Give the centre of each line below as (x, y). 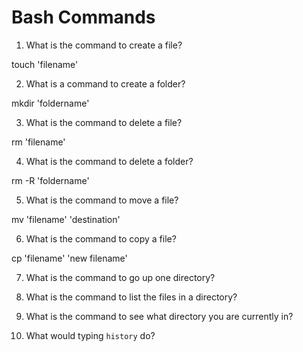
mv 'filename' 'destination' (66, 219)
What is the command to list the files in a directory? (131, 297)
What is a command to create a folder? (105, 83)
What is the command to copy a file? (101, 238)
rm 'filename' (38, 142)
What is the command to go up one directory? (120, 277)
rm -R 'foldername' (50, 180)
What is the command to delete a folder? (109, 161)
